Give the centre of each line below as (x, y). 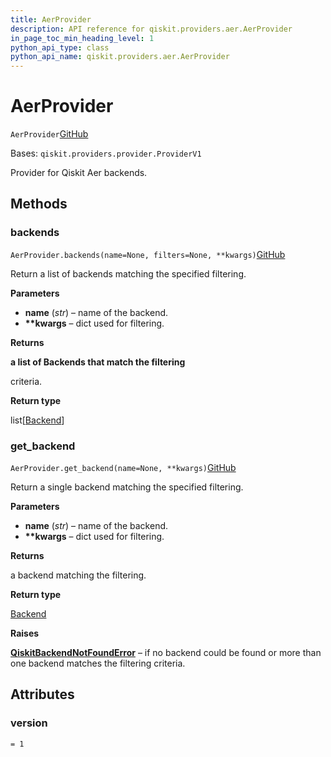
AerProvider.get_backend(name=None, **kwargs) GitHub (123, 468)
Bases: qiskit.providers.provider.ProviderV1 (106, 153)
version (29, 723)
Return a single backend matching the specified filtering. (127, 487)
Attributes (42, 694)
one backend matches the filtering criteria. (98, 663)
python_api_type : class (60, 47)
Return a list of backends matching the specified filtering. (128, 273)
